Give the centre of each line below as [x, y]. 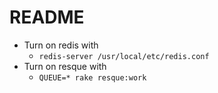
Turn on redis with [61, 45]
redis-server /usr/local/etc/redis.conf [124, 56]
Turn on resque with [65, 66]
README [47, 17]
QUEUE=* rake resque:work [92, 77]
